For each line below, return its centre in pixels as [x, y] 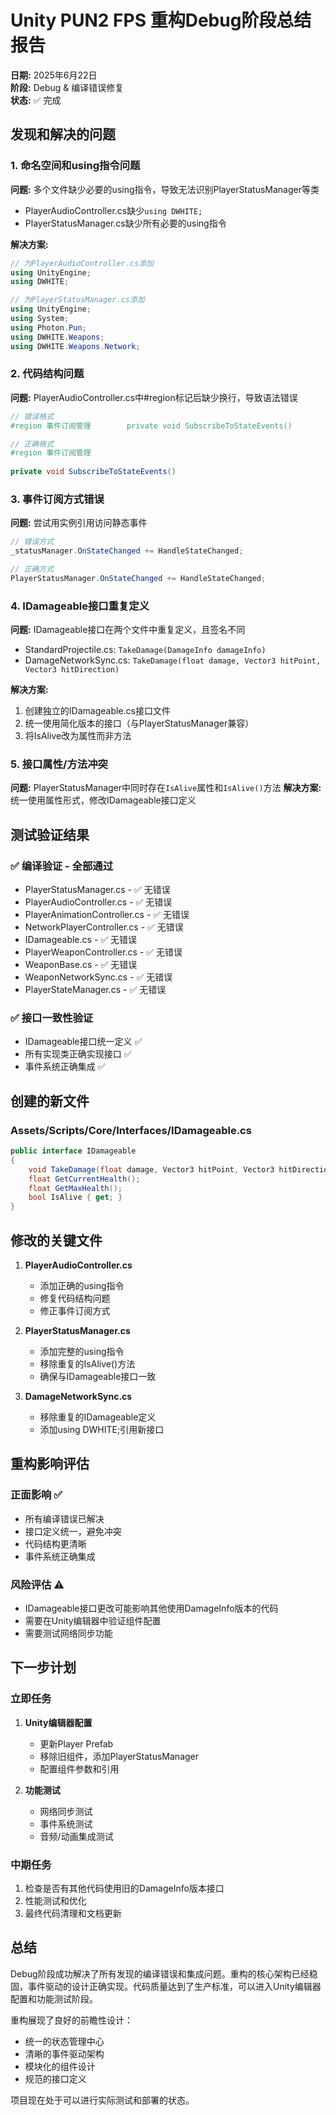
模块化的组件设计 [60, 2066]
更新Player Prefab [76, 1743]
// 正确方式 [32, 569]
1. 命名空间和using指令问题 [75, 166]
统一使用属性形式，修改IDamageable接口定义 [103, 800]
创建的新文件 [50, 1101]
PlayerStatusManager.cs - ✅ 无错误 [97, 890]
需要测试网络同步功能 [68, 1633]
